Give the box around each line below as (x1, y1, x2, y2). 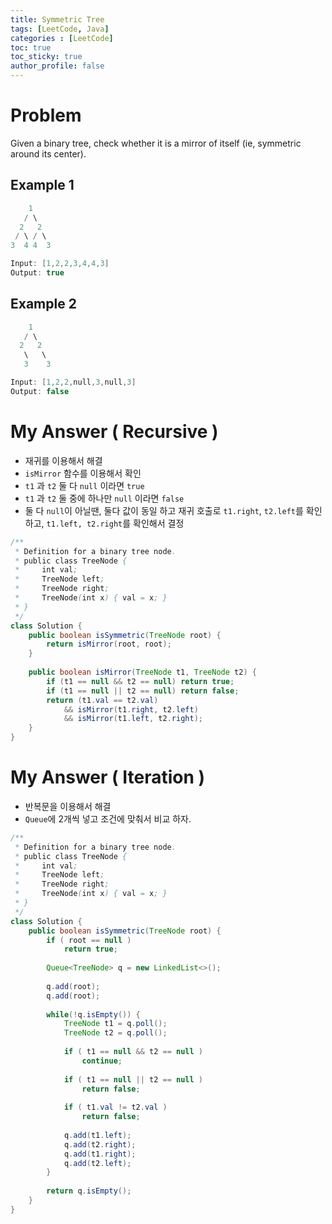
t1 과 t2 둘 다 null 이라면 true (24, 479, 145, 491)
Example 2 (10, 296, 77, 313)
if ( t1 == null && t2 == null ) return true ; (46, 676, 235, 686)
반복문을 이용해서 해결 (24, 800, 112, 812)
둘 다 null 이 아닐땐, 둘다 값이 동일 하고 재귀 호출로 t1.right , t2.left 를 (24, 504, 304, 516)
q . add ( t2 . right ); (63, 1139, 137, 1150)
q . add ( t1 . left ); (63, 1130, 132, 1140)
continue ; (81, 1056, 123, 1066)
